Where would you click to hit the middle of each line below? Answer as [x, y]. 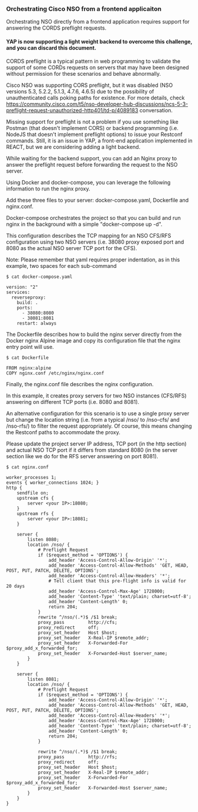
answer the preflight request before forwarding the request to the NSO [92, 164]
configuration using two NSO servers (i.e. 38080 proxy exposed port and [95, 242]
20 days [16, 586]
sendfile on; [33, 493]
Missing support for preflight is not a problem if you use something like [92, 122]
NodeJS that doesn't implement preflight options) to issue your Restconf [94, 134]
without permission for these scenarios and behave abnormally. [84, 73]
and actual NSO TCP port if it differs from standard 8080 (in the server [92, 450]
